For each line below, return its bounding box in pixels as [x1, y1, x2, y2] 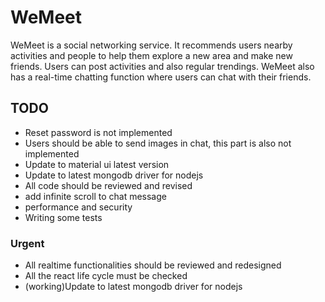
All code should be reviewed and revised [24, 179, 193, 191]
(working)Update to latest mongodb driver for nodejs [24, 281, 243, 293]
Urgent [10, 236, 45, 250]
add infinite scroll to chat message [24, 190, 167, 202]
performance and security [24, 201, 133, 213]
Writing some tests [24, 211, 103, 223]
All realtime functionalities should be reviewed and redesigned [24, 259, 282, 271]
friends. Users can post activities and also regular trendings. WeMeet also [10, 60, 315, 72]
